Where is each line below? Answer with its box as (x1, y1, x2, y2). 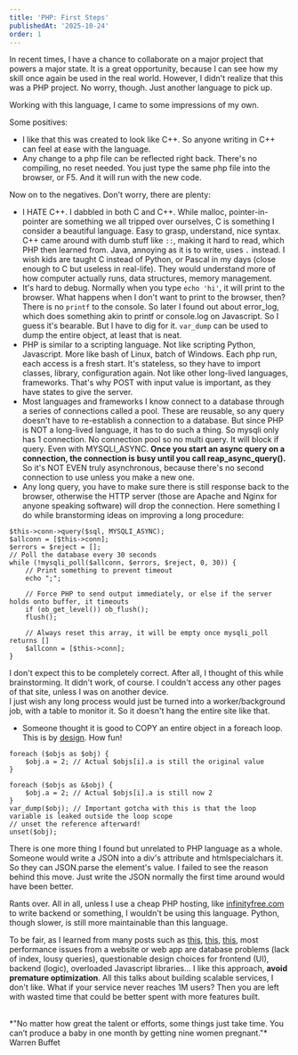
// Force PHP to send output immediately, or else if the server (25, 589, 273, 598)
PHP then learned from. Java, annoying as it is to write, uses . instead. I (21, 244, 286, 255)
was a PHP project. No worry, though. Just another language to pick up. (9, 82, 273, 94)
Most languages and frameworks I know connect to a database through (21, 396, 285, 407)
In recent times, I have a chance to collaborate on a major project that (9, 54, 264, 65)
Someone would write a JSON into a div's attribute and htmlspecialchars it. (9, 853, 284, 863)
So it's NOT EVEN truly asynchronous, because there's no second (21, 463, 264, 474)
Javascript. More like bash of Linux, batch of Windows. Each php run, (21, 349, 278, 359)
